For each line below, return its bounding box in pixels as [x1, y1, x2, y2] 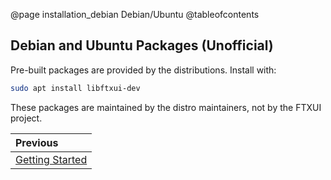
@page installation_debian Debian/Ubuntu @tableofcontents [10, 9, 260, 20]
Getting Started [15, 152, 88, 166]
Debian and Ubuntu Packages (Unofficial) [10, 37, 274, 54]
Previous [15, 135, 59, 149]
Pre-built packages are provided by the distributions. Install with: [10, 64, 277, 76]
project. [10, 112, 43, 124]
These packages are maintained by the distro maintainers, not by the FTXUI [10, 101, 322, 113]
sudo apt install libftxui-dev [10, 83, 141, 93]
